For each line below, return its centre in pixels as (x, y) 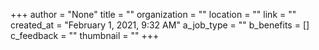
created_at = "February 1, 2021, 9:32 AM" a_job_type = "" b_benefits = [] (160, 25)
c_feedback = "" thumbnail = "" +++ (85, 35)
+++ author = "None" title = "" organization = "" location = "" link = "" (153, 14)
